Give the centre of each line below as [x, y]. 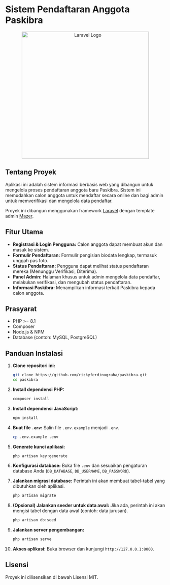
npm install [25, 418]
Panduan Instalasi [34, 353]
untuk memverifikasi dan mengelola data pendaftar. [59, 201]
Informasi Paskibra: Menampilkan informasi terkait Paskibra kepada [84, 287]
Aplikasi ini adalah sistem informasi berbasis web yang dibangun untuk [79, 184]
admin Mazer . [20, 216]
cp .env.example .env [35, 437]
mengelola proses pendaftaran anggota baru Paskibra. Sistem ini [73, 190]
